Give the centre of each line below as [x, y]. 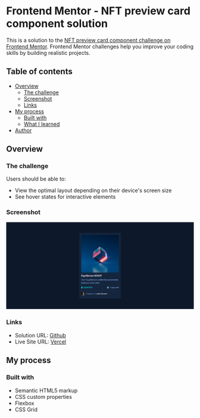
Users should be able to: [36, 179]
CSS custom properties [43, 397]
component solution [57, 24]
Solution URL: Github [40, 335]
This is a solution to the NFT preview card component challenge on [88, 40]
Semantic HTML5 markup [46, 390]
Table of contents [39, 72]
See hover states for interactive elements [65, 197]
